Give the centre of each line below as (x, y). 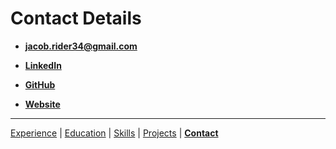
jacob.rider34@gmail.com (81, 46)
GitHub (40, 84)
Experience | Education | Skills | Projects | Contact (114, 133)
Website (42, 104)
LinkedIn (43, 65)
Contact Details (76, 18)
